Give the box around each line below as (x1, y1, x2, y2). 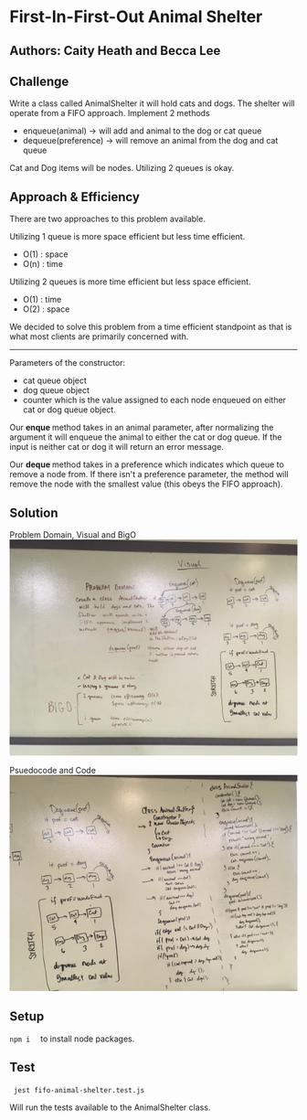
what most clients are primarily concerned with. (9, 331, 189, 342)
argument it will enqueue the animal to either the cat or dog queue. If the (9, 432, 282, 443)
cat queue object (22, 375, 87, 386)
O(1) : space (22, 249, 69, 260)
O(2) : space (22, 304, 70, 315)
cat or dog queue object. (22, 404, 116, 415)
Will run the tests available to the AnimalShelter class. (9, 1102, 211, 1113)
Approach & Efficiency (9, 189, 140, 205)
